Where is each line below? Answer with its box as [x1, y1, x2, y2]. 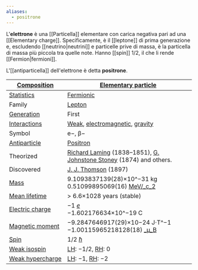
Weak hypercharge [9, 254, 62, 262]
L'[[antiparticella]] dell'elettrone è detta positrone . [6, 67, 128, 74]
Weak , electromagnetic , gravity [67, 119, 154, 127]
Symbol [9, 129, 31, 137]
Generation [9, 110, 40, 118]
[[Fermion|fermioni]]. [6, 55, 57, 62]
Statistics [9, 91, 35, 99]
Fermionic [67, 91, 95, 99]
